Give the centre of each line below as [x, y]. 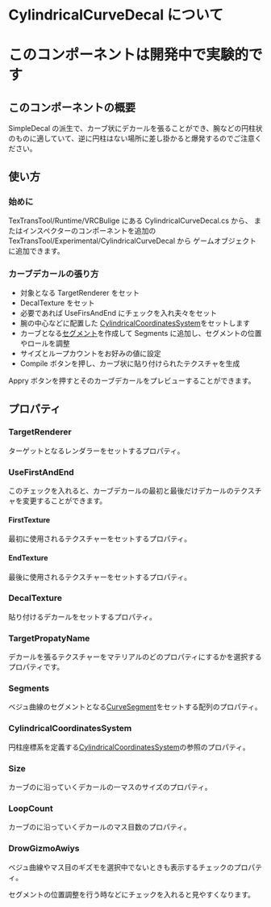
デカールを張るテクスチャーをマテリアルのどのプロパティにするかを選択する [135, 657]
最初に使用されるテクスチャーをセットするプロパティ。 [100, 539]
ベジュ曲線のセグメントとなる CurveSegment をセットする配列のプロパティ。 [135, 707]
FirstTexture [29, 519]
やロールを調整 [45, 343]
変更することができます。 [65, 501]
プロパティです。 [36, 667]
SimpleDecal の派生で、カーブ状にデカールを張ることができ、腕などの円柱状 [135, 128]
